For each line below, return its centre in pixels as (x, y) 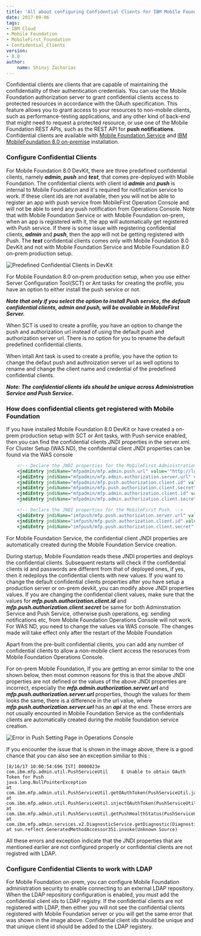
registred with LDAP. (31, 853)
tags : (13, 23)
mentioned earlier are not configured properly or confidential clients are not (99, 847)
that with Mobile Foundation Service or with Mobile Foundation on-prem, (96, 215)
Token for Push (25, 777)
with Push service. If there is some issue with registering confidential (91, 228)
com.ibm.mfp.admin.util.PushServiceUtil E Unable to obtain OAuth (96, 772)
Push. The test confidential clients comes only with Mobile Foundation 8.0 (98, 240)
